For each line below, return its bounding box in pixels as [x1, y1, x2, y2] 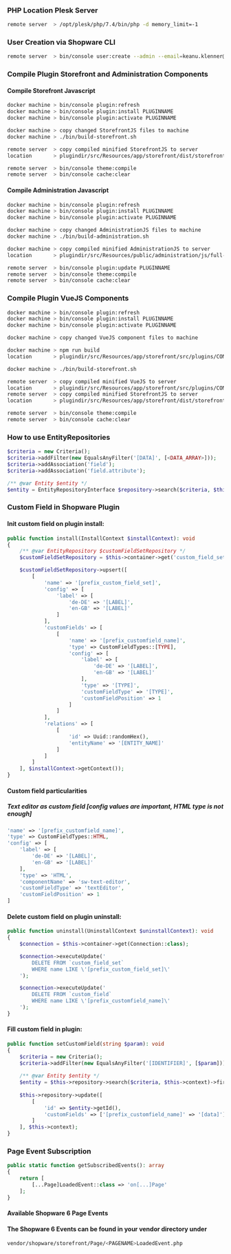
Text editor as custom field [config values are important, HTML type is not [7, 802, 224, 811]
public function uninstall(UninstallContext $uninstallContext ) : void [7, 928, 214, 935]
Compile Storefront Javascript [7, 86, 96, 94]
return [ [19, 1175, 45, 1182]
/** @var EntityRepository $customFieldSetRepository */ [19, 547, 186, 555]
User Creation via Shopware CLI [7, 37, 115, 47]
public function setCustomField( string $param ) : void [7, 1040, 165, 1047]
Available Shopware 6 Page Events [7, 1209, 109, 1217]
